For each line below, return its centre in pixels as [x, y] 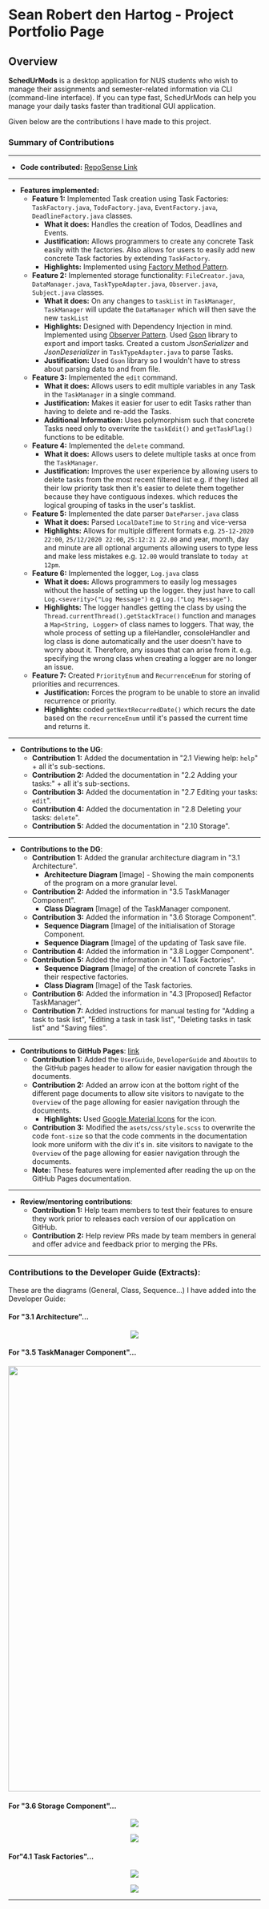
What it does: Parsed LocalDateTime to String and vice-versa [145, 522]
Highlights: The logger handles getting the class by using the [145, 607]
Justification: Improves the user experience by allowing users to [151, 471]
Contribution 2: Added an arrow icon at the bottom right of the [135, 1085]
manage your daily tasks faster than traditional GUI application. [112, 106]
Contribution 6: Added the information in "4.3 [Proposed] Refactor [142, 994]
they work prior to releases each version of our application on [134, 1218]
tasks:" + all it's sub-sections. [81, 783]
